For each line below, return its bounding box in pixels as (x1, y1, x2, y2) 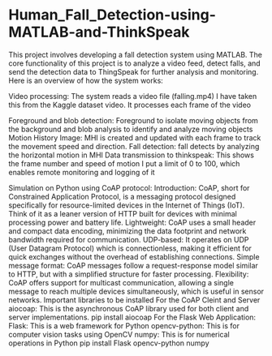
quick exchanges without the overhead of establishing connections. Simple (8, 251, 260, 261)
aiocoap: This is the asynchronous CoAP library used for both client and (8, 303, 249, 313)
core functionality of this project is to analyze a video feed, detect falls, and (8, 58, 261, 68)
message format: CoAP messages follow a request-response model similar (8, 260, 258, 270)
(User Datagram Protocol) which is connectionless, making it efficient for (8, 243, 252, 253)
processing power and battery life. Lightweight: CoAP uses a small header (8, 217, 257, 227)
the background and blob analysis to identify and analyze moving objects (8, 124, 253, 134)
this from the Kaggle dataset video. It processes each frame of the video (8, 100, 252, 109)
